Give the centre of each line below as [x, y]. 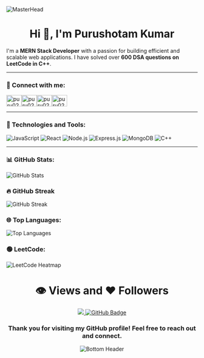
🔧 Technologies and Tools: [46, 125]
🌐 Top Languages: [34, 220]
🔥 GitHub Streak [31, 191]
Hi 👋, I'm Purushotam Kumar [102, 34]
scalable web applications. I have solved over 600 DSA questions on [93, 57]
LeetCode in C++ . [29, 63]
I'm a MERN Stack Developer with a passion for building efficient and [93, 50]
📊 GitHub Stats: [30, 160]
